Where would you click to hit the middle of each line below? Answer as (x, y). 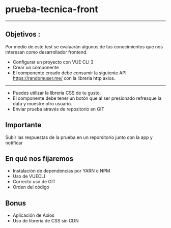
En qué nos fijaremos (39, 159)
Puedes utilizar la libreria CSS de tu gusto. (57, 93)
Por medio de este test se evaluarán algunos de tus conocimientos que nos (84, 46)
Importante (23, 125)
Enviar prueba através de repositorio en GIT (59, 109)
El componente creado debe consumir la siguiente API (69, 73)
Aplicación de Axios (33, 215)
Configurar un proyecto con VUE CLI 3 (53, 62)
